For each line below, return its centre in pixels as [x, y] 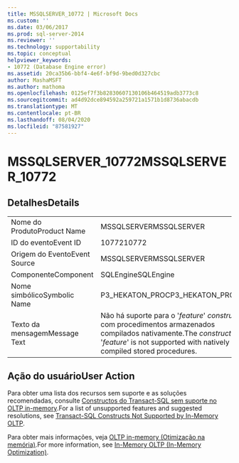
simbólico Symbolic [43, 294]
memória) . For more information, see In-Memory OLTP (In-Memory [104, 445]
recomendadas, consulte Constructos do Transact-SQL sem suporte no [112, 401]
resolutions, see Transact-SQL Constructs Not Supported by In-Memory [113, 416]
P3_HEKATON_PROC [136, 294]
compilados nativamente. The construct [166, 333]
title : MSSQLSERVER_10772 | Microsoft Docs [73, 14]
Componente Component [52, 275]
